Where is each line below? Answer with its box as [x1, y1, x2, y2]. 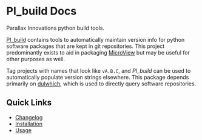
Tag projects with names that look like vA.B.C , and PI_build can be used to [6, 67, 191, 74]
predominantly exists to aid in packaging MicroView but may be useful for [6, 48, 190, 56]
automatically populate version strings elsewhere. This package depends [6, 73, 189, 81]
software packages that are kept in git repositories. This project [6, 42, 165, 50]
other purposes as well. [6, 55, 66, 62]
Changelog [15, 113, 43, 121]
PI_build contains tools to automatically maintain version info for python [6, 36, 185, 43]
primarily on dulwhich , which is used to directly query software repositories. [6, 80, 197, 87]
